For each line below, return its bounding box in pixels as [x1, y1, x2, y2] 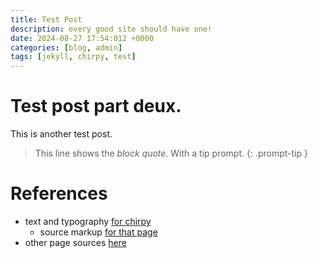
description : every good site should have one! [10, 24, 213, 34]
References [10, 182, 108, 205]
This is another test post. [10, 128, 113, 140]
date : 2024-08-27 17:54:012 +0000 [10, 33, 155, 43]
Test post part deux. [10, 95, 182, 118]
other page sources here [24, 237, 127, 248]
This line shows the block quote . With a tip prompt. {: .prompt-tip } [34, 147, 308, 160]
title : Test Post [10, 14, 83, 25]
